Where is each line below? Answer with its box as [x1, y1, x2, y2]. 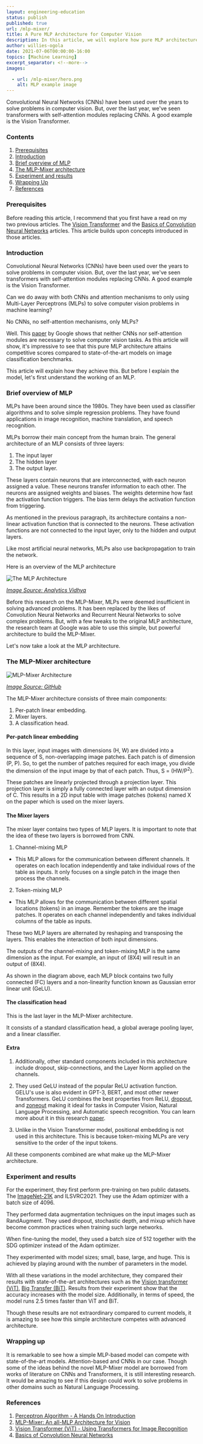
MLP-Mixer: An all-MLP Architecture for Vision [14, 1419, 131, 1426]
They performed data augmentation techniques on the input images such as [6, 1211, 196, 1218]
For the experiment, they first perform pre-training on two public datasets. [6, 1186, 191, 1194]
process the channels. [14, 874, 71, 882]
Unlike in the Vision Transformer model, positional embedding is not [14, 1126, 184, 1134]
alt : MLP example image [17, 82, 77, 88]
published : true [6, 20, 47, 26]
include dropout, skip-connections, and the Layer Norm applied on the [14, 1064, 191, 1071]
